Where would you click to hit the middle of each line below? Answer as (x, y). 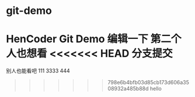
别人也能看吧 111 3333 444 (38, 71)
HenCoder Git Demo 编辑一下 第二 (88, 39)
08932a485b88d (128, 89)
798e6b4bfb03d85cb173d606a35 (149, 82)
